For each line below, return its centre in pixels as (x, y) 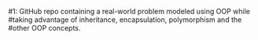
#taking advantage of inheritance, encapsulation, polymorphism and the (125, 20)
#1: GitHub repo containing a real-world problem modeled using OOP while (129, 11)
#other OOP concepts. (44, 28)
